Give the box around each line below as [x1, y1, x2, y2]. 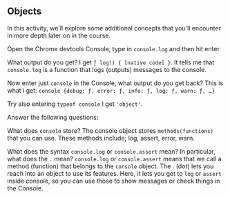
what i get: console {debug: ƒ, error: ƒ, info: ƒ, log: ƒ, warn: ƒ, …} [7, 86, 215, 94]
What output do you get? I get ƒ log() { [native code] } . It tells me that [7, 58, 215, 66]
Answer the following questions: [7, 113, 99, 121]
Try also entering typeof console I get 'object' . [7, 100, 143, 108]
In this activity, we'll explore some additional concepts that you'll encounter [7, 24, 221, 32]
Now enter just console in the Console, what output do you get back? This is [7, 79, 224, 87]
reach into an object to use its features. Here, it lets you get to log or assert [7, 169, 222, 177]
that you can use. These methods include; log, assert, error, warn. [7, 134, 195, 142]
